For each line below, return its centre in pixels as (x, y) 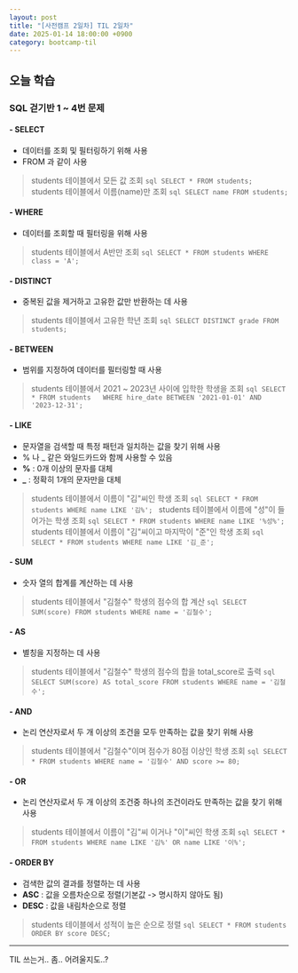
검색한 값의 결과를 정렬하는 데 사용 (81, 883)
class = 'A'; (55, 261)
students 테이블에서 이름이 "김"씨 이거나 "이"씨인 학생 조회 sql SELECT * (158, 832)
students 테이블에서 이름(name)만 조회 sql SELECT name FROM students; (159, 191)
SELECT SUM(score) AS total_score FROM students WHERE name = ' (152, 682)
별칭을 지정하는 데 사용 (61, 653)
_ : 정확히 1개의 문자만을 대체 (71, 479)
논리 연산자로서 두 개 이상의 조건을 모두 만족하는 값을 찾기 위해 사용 (138, 732)
